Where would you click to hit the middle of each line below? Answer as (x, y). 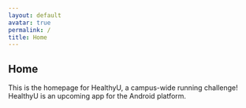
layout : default (35, 15)
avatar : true (30, 23)
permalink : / (30, 30)
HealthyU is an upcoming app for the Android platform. (97, 96)
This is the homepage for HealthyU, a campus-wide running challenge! (123, 88)
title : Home (28, 37)
